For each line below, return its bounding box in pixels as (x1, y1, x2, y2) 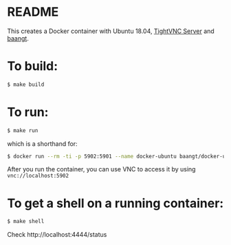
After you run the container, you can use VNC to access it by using (7, 165, 196, 173)
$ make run (7, 127, 38, 134)
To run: (7, 104, 49, 120)
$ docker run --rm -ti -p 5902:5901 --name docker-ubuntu (7, 153, 177, 160)
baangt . (7, 34, 29, 42)
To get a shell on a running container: (7, 195, 224, 211)
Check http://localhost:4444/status (7, 231, 107, 239)
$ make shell (7, 218, 45, 225)
